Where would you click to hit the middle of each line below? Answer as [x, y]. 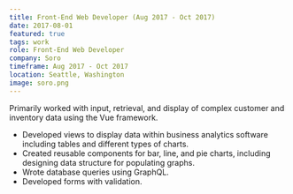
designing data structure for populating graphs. [108, 162]
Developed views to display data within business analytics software [145, 134]
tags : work [29, 42]
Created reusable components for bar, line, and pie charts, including [146, 153]
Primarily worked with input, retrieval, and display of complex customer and [147, 108]
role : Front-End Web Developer [67, 50]
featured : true [37, 34]
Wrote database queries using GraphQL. [96, 172]
